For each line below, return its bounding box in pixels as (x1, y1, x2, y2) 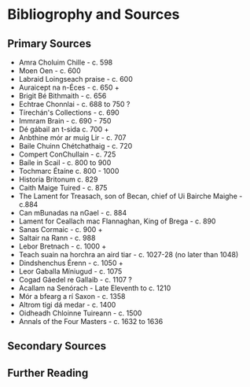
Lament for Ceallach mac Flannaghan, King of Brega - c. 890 (18, 216, 216, 226)
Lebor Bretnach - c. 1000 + (18, 241, 107, 251)
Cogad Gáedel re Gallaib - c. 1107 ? (18, 275, 133, 284)
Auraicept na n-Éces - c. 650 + (18, 83, 119, 92)
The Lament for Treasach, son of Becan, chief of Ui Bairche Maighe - (18, 191, 243, 201)
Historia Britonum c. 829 (18, 175, 98, 184)
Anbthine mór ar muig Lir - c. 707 (18, 133, 127, 142)
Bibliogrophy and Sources (7, 6, 180, 24)
